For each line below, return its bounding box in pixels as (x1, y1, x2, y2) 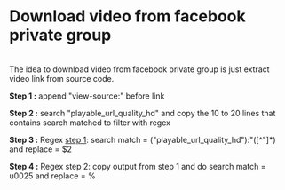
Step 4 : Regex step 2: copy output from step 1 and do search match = (9, 161, 266, 171)
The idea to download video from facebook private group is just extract (9, 64, 270, 75)
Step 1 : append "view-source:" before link (9, 91, 165, 101)
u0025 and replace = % (9, 170, 96, 181)
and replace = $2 (9, 144, 73, 154)
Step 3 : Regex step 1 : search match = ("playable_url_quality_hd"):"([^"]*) (9, 134, 277, 145)
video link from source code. (9, 73, 115, 83)
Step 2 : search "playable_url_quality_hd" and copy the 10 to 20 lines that (9, 107, 276, 118)
